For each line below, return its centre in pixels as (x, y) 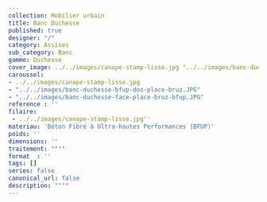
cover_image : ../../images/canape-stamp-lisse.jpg (94, 68)
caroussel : (26, 75)
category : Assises (39, 45)
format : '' (30, 156)
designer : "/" (32, 38)
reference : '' (33, 104)
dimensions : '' (33, 141)
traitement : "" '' (37, 149)
